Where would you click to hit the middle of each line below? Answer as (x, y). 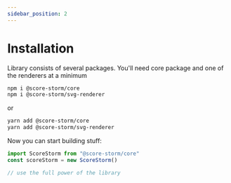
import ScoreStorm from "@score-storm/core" (73, 154)
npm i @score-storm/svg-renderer (56, 95)
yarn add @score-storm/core (48, 121)
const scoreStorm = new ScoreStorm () (62, 160)
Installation (41, 48)
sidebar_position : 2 (38, 14)
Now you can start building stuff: (54, 141)
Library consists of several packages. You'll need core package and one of (115, 68)
